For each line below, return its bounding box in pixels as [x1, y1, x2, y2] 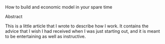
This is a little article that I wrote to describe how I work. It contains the [5, 23, 149, 29]
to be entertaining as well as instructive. [5, 34, 86, 39]
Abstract [5, 14, 23, 19]
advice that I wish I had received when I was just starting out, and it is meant [5, 28, 160, 34]
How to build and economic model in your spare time [5, 4, 112, 10]
